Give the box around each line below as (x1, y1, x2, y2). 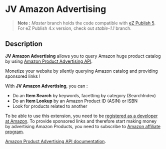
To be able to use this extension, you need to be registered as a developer (5, 113, 158, 119)
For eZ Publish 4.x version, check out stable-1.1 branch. (17, 25, 131, 31)
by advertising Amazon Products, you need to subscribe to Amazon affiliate (5, 123, 161, 129)
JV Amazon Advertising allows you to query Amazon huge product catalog (5, 53, 161, 59)
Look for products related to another (12, 103, 87, 109)
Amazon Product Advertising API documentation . (5, 138, 106, 144)
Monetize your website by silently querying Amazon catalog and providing (5, 68, 158, 74)
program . (5, 129, 24, 135)
